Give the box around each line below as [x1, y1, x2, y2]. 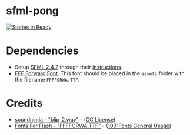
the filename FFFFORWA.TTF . [14, 76, 80, 83]
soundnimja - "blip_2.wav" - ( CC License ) [14, 116, 116, 123]
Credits [6, 97, 43, 110]
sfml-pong [6, 4, 59, 18]
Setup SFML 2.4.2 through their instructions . [14, 63, 122, 70]
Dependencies [6, 44, 79, 58]
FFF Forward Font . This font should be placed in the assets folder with [14, 69, 185, 77]
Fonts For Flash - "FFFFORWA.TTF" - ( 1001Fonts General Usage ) [14, 122, 172, 129]
